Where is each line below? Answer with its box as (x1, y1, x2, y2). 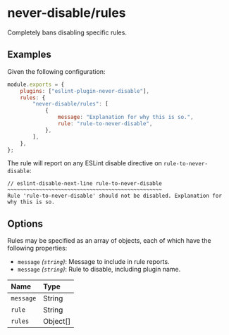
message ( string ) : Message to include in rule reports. (17, 258, 171, 266)
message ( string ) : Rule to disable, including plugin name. (17, 265, 181, 274)
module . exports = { (7, 81, 65, 88)
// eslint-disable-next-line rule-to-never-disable (7, 180, 162, 187)
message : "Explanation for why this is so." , (57, 114, 194, 121)
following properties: (7, 244, 68, 253)
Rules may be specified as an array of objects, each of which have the (7, 236, 211, 245)
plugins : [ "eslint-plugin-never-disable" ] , (20, 87, 150, 94)
